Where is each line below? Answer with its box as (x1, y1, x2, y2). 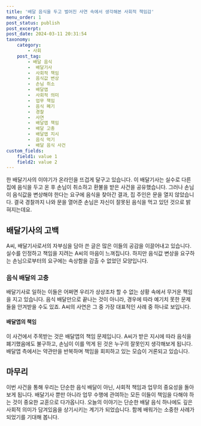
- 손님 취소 (28, 81, 55, 87)
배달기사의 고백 (6, 225, 59, 235)
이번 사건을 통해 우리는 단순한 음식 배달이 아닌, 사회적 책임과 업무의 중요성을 (6, 384, 184, 391)
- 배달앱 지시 (28, 131, 59, 138)
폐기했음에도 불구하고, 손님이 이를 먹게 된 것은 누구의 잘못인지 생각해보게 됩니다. (6, 340, 193, 347)
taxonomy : (6, 36, 31, 42)
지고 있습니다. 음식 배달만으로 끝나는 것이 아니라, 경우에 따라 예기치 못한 (12, 296, 180, 303)
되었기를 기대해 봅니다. (6, 413, 59, 421)
